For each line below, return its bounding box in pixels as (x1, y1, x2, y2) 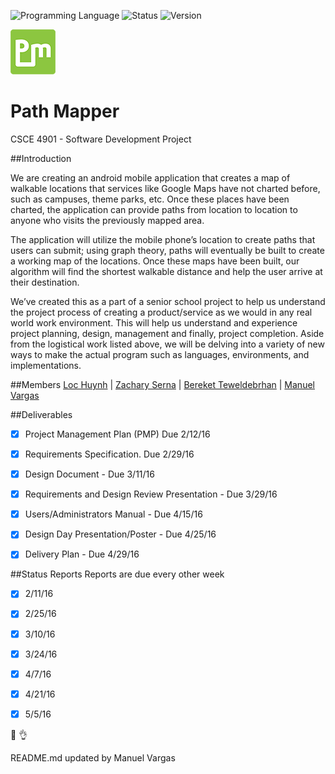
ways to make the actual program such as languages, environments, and (10, 348, 310, 360)
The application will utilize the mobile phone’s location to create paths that (10, 233, 316, 245)
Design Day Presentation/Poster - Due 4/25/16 (24, 528, 217, 540)
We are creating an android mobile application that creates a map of (10, 171, 291, 184)
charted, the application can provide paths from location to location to (10, 203, 298, 215)
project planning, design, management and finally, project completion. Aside (10, 327, 325, 339)
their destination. (10, 276, 80, 288)
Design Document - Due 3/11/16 (24, 468, 155, 480)
